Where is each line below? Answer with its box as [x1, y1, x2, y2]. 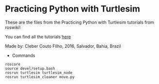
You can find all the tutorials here [5, 34, 71, 40]
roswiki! [5, 24, 21, 30]
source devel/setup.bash [5, 66, 55, 71]
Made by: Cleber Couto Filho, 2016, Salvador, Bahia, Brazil [5, 43, 121, 49]
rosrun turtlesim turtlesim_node [5, 70, 73, 75]
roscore [5, 62, 21, 67]
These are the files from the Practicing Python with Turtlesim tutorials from [5, 19, 154, 25]
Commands [12, 52, 35, 58]
